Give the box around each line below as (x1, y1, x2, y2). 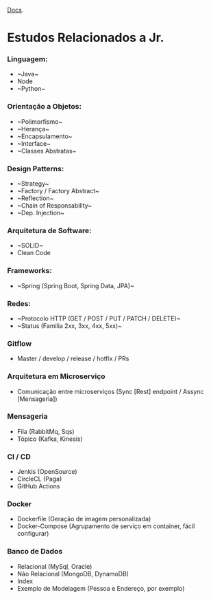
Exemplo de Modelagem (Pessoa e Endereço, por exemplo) (16, 584, 185, 592)
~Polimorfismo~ (16, 117, 63, 126)
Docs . (7, 6, 24, 14)
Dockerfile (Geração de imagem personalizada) (16, 515, 151, 523)
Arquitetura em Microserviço (7, 371, 105, 381)
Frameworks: (7, 266, 53, 276)
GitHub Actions (16, 482, 60, 490)
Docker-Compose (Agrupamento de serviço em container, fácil (16, 522, 195, 530)
